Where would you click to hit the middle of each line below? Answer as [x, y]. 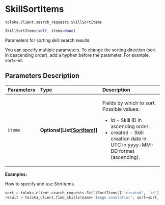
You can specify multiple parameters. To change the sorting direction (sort [81, 50]
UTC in [118, 145]
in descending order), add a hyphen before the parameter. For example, [78, 55]
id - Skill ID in [126, 120]
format [127, 151]
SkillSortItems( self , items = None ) [41, 31]
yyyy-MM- [141, 145]
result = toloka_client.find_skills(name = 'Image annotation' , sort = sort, [82, 197]
